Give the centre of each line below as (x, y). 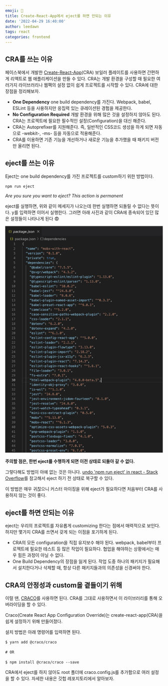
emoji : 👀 (14, 11)
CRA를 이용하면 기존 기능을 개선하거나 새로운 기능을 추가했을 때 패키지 (81, 139)
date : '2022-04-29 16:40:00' (35, 21)
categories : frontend (28, 37)
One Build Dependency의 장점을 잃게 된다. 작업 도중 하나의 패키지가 (79, 561)
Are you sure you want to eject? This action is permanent (64, 195)
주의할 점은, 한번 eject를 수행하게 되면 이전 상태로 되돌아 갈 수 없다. (70, 462)
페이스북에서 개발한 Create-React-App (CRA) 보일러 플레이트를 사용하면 (75, 72)
